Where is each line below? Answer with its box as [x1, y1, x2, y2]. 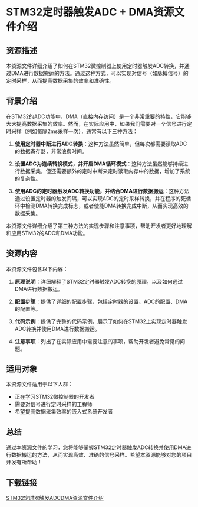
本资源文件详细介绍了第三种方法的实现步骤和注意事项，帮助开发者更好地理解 [6, 222, 192, 229]
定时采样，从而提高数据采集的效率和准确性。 [6, 77, 115, 84]
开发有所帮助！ [6, 459, 42, 466]
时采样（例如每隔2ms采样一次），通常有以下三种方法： [6, 128, 138, 135]
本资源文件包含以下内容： [6, 265, 68, 272]
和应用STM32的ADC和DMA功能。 [6, 229, 88, 236]
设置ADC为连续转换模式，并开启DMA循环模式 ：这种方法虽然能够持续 [14, 160, 184, 167]
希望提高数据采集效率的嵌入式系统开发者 [14, 408, 113, 415]
